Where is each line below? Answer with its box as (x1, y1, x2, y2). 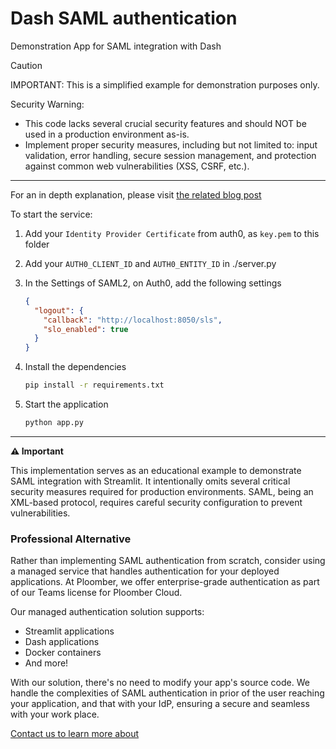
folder (24, 238, 50, 250)
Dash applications (24, 636, 100, 648)
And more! (24, 657, 69, 669)
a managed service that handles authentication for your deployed (10, 565, 280, 577)
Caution (10, 59, 43, 71)
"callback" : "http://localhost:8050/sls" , (43, 315, 223, 325)
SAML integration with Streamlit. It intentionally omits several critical (10, 475, 291, 487)
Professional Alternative (10, 532, 132, 546)
